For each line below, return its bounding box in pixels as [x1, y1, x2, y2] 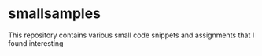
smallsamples [8, 5, 101, 23]
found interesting [8, 38, 64, 47]
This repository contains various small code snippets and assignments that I [8, 30, 255, 40]
